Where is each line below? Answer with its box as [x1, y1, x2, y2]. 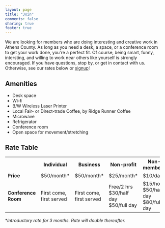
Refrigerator [12, 119, 37, 125]
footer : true [5, 26, 32, 31]
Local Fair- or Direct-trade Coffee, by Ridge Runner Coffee [12, 108, 131, 114]
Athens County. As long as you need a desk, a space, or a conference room [5, 44, 158, 50]
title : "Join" [5, 12, 34, 17]
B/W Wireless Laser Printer [12, 103, 67, 109]
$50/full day [109, 201, 137, 208]
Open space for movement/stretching [12, 129, 88, 135]
